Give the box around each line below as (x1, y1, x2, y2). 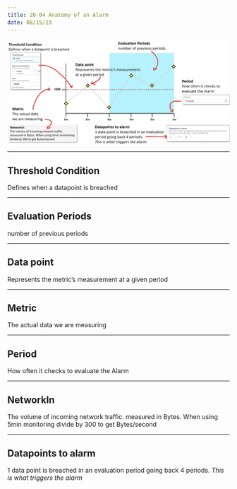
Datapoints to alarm (7, 447, 96, 459)
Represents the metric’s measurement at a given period (7, 275, 168, 283)
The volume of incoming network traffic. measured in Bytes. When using (7, 413, 219, 421)
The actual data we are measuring (7, 321, 107, 329)
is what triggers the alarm (7, 473, 83, 482)
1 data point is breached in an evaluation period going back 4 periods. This (7, 466, 224, 474)
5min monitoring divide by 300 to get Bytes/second (7, 420, 157, 429)
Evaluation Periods (7, 211, 92, 223)
